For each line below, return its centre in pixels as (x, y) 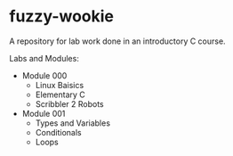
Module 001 (44, 113)
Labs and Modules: (44, 58)
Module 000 (44, 75)
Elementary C (60, 94)
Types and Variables (73, 123)
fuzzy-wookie (61, 16)
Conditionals (58, 132)
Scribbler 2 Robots (69, 103)
